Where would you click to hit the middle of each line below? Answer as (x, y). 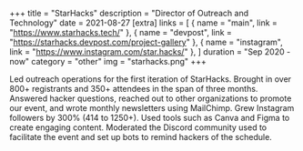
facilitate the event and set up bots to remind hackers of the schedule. (141, 137)
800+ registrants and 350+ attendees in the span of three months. (134, 89)
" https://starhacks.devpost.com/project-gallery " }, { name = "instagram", (146, 42)
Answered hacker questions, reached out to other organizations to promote (151, 98)
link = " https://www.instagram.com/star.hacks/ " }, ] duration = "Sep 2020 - (150, 52)
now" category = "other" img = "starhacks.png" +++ (108, 61)
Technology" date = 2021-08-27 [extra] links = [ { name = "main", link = (143, 23)
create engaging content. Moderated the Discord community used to (138, 127)
